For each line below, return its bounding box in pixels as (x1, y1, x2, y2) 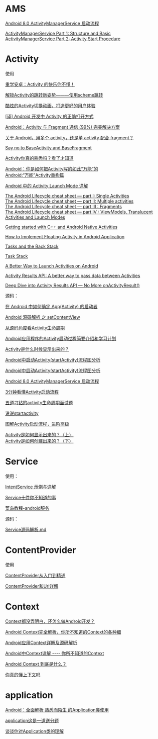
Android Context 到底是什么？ (5, 661, 67, 667)
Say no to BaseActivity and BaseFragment (5, 144, 92, 151)
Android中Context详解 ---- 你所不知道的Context (5, 650, 104, 656)
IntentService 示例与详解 (5, 484, 56, 490)
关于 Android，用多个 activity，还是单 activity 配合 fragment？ (5, 134, 134, 141)
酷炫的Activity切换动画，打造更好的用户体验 (5, 103, 96, 109)
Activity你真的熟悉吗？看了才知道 (5, 155, 74, 161)
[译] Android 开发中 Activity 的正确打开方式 (5, 113, 94, 119)
